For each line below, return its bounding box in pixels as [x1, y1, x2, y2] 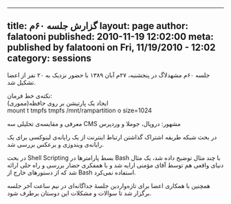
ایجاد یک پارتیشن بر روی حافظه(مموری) [7, 99, 109, 107]
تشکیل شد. [7, 78, 36, 86]
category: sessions [7, 52, 91, 64]
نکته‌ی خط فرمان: [7, 91, 53, 100]
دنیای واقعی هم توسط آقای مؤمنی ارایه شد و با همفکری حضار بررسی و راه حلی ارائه [7, 161, 224, 169]
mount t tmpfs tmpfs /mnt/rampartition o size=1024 [7, 106, 153, 114]
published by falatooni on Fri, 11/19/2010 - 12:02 [7, 42, 216, 54]
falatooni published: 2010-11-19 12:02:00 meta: [7, 31, 214, 43]
